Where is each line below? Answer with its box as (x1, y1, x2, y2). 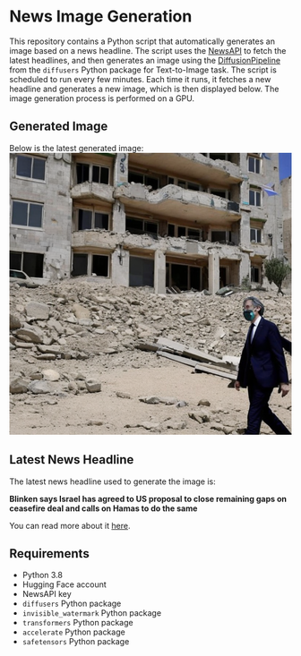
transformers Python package (21, 618, 133, 628)
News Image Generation (9, 6, 193, 27)
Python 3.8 (21, 570, 63, 581)
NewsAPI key (21, 589, 72, 600)
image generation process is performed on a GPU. (9, 92, 195, 104)
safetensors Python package (21, 636, 130, 647)
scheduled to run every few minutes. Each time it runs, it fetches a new (9, 73, 271, 84)
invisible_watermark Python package (21, 608, 162, 618)
